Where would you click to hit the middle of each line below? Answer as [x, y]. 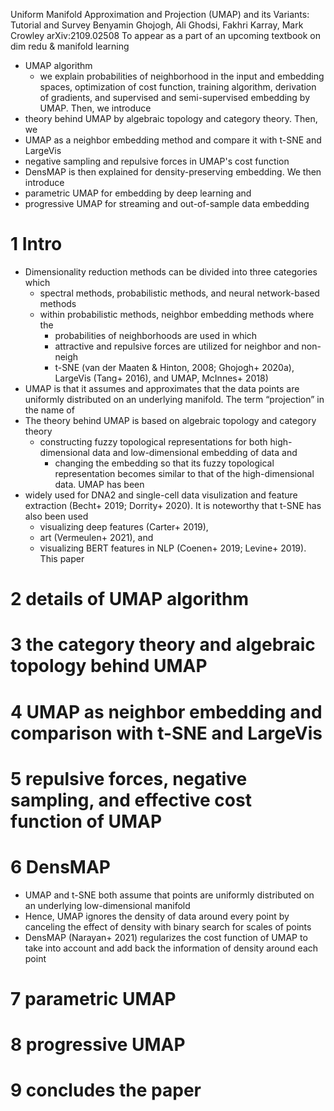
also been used [56, 516]
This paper [62, 558]
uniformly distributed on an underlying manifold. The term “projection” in [174, 399]
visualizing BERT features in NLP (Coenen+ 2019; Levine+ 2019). [173, 548]
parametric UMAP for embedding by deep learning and [138, 193]
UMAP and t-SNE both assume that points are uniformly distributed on [169, 895]
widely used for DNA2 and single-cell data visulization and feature [161, 495]
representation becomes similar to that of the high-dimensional [184, 473]
